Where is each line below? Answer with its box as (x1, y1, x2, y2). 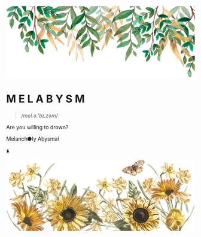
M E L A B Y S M (6, 92, 85, 106)
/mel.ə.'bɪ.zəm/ (20, 112, 59, 119)
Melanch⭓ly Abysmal (6, 135, 59, 142)
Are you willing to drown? (6, 123, 69, 130)
